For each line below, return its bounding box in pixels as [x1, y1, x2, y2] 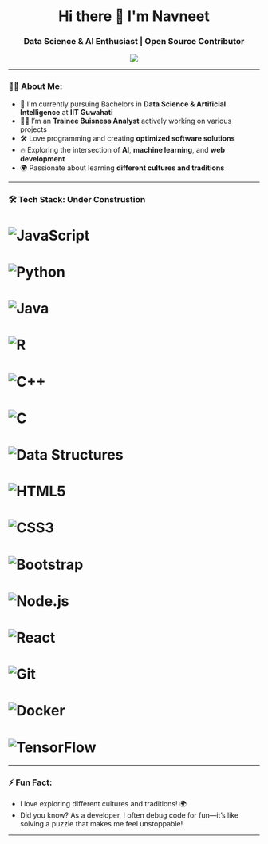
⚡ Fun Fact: [8, 777, 53, 788]
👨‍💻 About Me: [8, 81, 63, 92]
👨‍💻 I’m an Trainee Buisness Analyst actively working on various [19, 116, 232, 125]
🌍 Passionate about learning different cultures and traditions [19, 163, 225, 173]
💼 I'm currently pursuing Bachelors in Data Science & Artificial [19, 99, 227, 109]
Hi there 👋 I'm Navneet [58, 7, 210, 26]
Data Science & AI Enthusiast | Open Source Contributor [23, 36, 245, 47]
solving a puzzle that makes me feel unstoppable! [19, 818, 183, 828]
